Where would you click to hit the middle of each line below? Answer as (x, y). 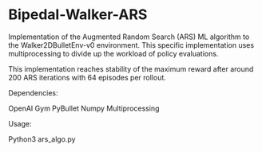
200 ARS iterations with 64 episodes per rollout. (87, 77)
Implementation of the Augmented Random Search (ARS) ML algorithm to (129, 37)
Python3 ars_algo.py (42, 139)
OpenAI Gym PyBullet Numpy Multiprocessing (84, 108)
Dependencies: (33, 92)
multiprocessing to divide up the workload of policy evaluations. (113, 53)
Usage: (20, 123)
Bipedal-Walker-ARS (78, 15)
